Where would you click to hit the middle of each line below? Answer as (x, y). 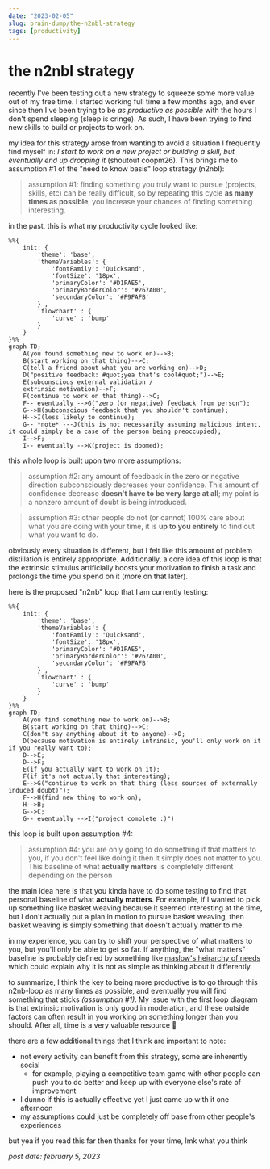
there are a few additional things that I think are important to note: (117, 1041)
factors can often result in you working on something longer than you (123, 1017)
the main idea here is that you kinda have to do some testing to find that (127, 891)
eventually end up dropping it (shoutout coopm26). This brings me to (123, 160)
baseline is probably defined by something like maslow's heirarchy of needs (135, 958)
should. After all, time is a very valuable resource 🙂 (93, 1025)
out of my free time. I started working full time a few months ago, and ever (132, 102)
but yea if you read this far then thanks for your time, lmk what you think (128, 1141)
